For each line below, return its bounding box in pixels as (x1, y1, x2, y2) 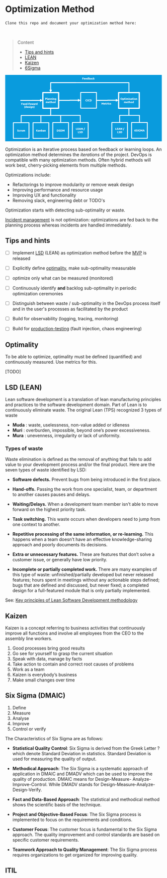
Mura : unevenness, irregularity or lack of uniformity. (12, 433, 121, 439)
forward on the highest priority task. (12, 506, 86, 512)
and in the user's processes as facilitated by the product (12, 306, 128, 312)
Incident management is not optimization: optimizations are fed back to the (5, 217, 159, 223)
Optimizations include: (5, 172, 51, 178)
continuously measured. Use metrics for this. (5, 359, 97, 365)
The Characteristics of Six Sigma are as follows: (5, 735, 103, 741)
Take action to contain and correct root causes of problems (12, 661, 134, 667)
